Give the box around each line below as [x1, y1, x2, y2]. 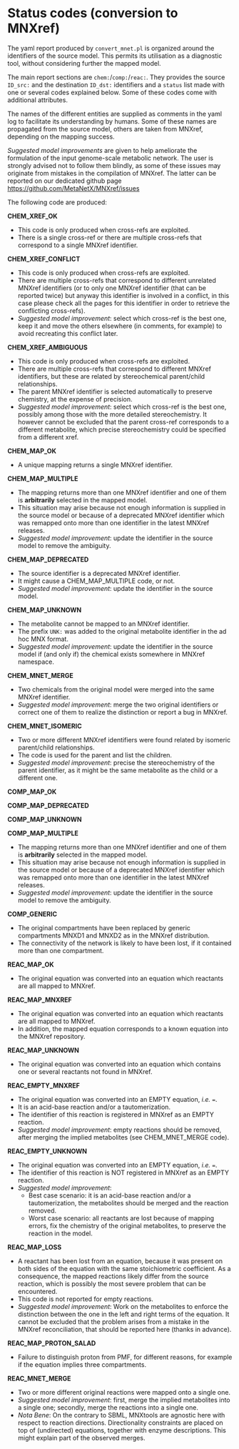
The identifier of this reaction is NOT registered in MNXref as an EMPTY [17, 1168, 230, 1177]
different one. [17, 773, 59, 782]
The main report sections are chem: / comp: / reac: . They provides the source [7, 73, 225, 81]
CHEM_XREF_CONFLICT [7, 254, 81, 263]
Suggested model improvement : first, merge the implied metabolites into [17, 1395, 230, 1404]
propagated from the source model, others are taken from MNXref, [7, 124, 203, 133]
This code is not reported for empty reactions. [17, 1295, 153, 1303]
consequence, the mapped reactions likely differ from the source [17, 1272, 209, 1280]
